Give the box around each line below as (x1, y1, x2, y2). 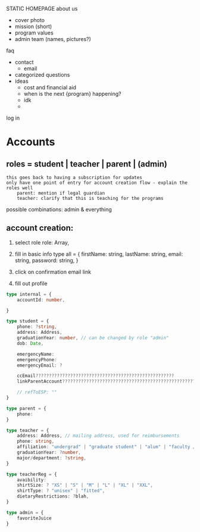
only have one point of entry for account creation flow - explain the (6, 180, 187, 186)
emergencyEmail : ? (17, 362, 62, 368)
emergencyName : (17, 351, 55, 357)
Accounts (6, 135, 55, 149)
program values (14, 29, 54, 36)
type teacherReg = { (6, 471, 58, 477)
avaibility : (17, 477, 46, 483)
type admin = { (6, 509, 44, 515)
